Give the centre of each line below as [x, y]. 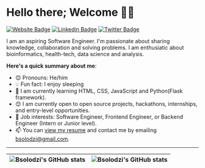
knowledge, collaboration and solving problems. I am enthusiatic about [95, 47]
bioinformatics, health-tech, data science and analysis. [75, 54]
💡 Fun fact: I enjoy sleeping [49, 84]
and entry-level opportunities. [52, 110]
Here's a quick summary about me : [52, 66]
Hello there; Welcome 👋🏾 [70, 12]
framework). [31, 97]
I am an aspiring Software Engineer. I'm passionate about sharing [88, 41]
